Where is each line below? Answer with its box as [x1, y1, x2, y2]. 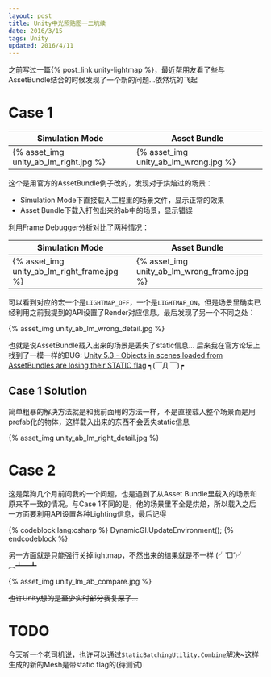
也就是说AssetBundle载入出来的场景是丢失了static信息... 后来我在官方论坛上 [8, 340, 261, 351]
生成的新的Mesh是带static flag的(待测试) [8, 659, 143, 669]
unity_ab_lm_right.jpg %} [12, 156, 106, 168]
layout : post [8, 11, 52, 20]
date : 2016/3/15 [8, 27, 63, 35]
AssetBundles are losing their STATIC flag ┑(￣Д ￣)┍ [8, 360, 184, 371]
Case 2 [8, 461, 56, 480]
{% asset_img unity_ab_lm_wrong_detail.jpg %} [8, 324, 165, 334]
